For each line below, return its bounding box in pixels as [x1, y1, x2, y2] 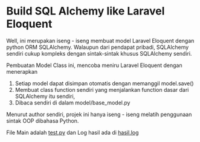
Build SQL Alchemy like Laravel [6, 4, 165, 18]
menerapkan [6, 68, 38, 75]
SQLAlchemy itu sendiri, [15, 92, 76, 100]
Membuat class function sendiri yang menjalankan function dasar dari [15, 86, 189, 93]
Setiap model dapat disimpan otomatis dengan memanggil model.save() [15, 80, 195, 87]
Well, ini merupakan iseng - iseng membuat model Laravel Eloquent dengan [6, 37, 195, 44]
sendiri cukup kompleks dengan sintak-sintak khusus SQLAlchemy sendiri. [6, 50, 192, 57]
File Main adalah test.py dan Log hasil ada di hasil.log [6, 129, 139, 136]
